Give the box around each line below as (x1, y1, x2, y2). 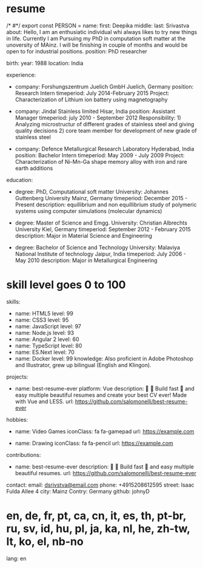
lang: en (6, 555, 27, 562)
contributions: (6, 451, 41, 458)
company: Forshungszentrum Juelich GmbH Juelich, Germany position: (15, 83, 194, 90)
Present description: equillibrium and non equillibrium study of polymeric (15, 201, 197, 208)
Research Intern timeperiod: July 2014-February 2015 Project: (15, 89, 170, 96)
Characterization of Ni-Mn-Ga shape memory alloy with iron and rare (15, 158, 188, 165)
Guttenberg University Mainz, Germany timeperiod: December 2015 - (15, 194, 188, 201)
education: (6, 176, 33, 183)
